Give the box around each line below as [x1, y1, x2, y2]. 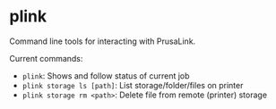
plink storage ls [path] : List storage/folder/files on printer [22, 80, 244, 90]
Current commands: [9, 53, 83, 63]
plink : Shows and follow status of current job [22, 70, 190, 81]
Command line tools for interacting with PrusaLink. [9, 36, 196, 46]
